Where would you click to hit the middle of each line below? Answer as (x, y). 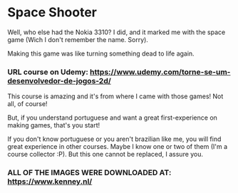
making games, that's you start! (54, 125)
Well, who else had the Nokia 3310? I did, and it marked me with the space (117, 32)
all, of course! (27, 104)
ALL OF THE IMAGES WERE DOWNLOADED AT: (89, 173)
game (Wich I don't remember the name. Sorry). (78, 39)
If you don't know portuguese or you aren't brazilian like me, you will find (114, 139)
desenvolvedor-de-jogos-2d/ (59, 80)
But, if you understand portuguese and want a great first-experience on (112, 118)
